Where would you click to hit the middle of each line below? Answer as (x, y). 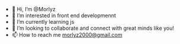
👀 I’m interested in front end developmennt (64, 15)
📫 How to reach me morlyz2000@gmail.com (67, 35)
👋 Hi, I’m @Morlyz (34, 9)
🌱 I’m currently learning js (43, 22)
